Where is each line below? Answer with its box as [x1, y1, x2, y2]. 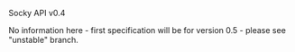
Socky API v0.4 [8, 8, 66, 18]
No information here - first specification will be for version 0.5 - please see [8, 25, 286, 35]
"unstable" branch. [8, 35, 78, 45]
